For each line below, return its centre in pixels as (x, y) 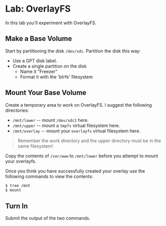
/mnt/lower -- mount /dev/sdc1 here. (50, 120)
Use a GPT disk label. (35, 61)
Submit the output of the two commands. (48, 218)
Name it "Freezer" (39, 71)
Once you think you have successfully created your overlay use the (75, 171)
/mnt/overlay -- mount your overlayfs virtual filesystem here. (76, 131)
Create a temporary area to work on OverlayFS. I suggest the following (79, 105)
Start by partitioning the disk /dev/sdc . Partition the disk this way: (73, 51)
